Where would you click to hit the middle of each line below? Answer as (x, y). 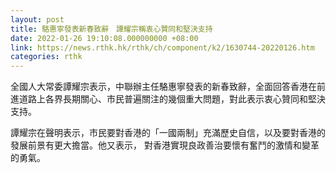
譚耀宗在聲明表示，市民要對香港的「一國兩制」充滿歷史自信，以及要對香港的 (168, 133)
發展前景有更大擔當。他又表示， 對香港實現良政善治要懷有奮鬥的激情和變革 (165, 145)
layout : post (37, 19)
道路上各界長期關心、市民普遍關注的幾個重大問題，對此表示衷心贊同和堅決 (172, 99)
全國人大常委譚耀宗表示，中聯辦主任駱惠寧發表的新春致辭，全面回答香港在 (163, 87)
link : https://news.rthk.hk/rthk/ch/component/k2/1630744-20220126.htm (162, 47)
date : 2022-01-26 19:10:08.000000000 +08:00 (104, 38)
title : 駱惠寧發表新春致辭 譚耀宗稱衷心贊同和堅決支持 (111, 29)
